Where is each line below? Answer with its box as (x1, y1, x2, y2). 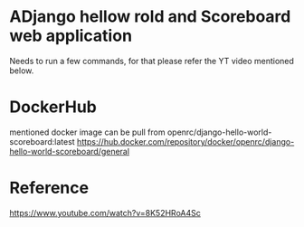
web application (9, 25, 133, 46)
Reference (9, 178, 89, 198)
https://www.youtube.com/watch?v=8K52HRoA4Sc (9, 207, 201, 218)
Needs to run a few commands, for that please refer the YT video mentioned (9, 55, 294, 66)
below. (9, 65, 34, 76)
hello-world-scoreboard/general (9, 146, 129, 156)
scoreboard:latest (9, 136, 75, 147)
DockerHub (9, 97, 97, 118)
